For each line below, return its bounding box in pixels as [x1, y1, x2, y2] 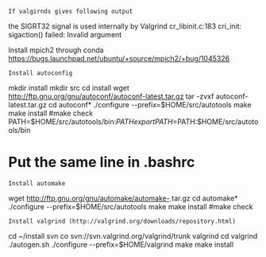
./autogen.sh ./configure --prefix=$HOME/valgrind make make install [8, 239, 234, 249]
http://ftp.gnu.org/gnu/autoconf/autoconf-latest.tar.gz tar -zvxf [8, 92, 214, 101]
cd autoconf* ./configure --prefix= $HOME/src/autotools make [48, 100, 252, 109]
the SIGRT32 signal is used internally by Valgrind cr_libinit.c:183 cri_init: [8, 21, 242, 31]
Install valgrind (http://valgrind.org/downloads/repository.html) [8, 217, 237, 225]
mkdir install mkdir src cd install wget [8, 84, 129, 92]
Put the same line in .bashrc [8, 154, 195, 171]
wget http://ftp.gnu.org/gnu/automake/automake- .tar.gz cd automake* [8, 193, 238, 203]
